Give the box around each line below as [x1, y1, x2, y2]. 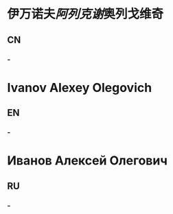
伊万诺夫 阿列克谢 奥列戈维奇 [7, 6, 164, 22]
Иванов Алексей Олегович [7, 153, 168, 169]
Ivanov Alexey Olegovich [7, 80, 152, 95]
